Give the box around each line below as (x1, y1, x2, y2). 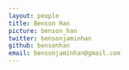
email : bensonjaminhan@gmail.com (8, 49, 121, 57)
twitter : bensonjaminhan (8, 34, 92, 43)
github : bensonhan (8, 42, 70, 50)
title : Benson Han (8, 19, 70, 27)
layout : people (8, 11, 60, 20)
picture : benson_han (8, 27, 78, 35)
